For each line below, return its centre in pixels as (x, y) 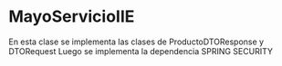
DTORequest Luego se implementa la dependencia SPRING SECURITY (141, 51)
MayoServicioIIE (72, 17)
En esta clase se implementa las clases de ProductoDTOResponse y (136, 42)
